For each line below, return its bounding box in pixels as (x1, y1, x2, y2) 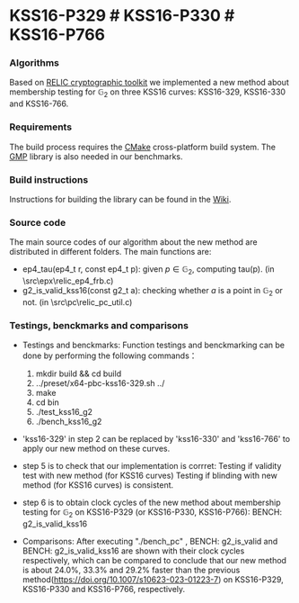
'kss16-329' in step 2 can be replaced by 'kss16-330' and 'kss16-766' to (22, 434, 290, 445)
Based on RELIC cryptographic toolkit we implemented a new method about (9, 77, 289, 88)
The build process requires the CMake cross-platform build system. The (9, 141, 277, 152)
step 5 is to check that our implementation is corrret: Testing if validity (22, 461, 282, 472)
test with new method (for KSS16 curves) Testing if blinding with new (22, 470, 278, 481)
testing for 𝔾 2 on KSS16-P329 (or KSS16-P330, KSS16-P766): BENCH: (22, 507, 283, 519)
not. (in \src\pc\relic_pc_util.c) (22, 296, 133, 307)
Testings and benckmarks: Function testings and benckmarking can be (22, 339, 286, 351)
